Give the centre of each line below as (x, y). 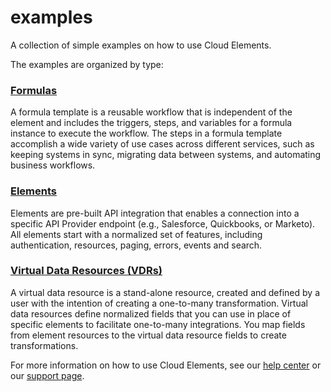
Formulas (34, 90)
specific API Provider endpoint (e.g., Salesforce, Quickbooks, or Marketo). (163, 223)
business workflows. (53, 165)
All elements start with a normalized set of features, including (136, 234)
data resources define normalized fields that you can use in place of (151, 313)
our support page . (47, 375)
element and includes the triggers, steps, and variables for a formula (151, 123)
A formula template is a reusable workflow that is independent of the (151, 112)
